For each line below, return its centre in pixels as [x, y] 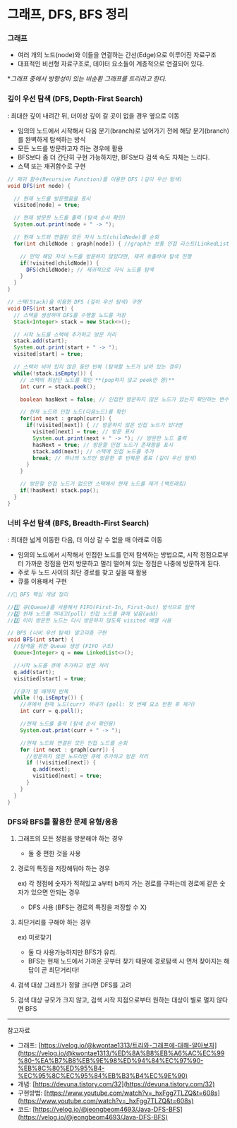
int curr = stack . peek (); [58, 386]
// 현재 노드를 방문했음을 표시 [52, 198]
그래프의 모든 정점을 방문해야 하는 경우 [70, 838]
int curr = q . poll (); [51, 711]
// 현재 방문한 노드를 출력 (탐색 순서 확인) [70, 218]
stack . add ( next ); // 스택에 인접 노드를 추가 [93, 451]
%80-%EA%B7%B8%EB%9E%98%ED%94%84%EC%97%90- [110, 1060]
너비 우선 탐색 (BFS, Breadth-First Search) [78, 523]
